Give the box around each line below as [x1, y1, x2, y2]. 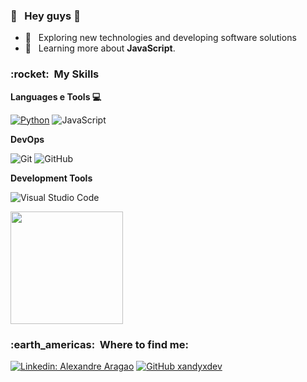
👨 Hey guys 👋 [10, 9, 81, 23]
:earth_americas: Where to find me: [10, 337, 189, 351]
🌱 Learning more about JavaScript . [24, 42, 176, 54]
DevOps [10, 133, 45, 145]
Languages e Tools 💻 [10, 90, 102, 103]
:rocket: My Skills [10, 67, 100, 81]
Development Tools [10, 172, 93, 184]
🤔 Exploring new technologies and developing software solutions [24, 32, 297, 44]
